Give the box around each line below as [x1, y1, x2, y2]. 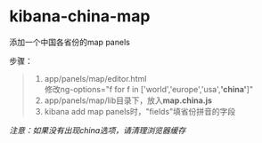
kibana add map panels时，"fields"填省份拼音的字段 [44, 106, 236, 116]
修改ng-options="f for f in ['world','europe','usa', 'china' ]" [44, 83, 254, 94]
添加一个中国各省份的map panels [9, 36, 131, 47]
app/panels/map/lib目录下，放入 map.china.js [44, 95, 212, 106]
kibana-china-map [9, 6, 151, 27]
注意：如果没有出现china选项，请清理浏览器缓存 [9, 124, 186, 135]
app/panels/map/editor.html [44, 73, 147, 83]
